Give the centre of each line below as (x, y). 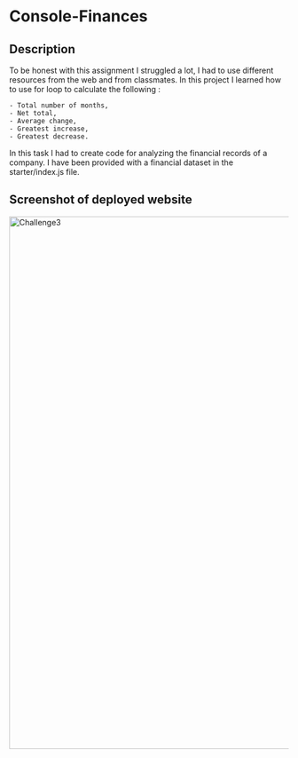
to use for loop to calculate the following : (85, 89)
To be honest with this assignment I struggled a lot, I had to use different (141, 70)
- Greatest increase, (49, 129)
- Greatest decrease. (49, 137)
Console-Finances (78, 16)
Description (42, 49)
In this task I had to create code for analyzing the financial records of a (138, 153)
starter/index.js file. (44, 172)
